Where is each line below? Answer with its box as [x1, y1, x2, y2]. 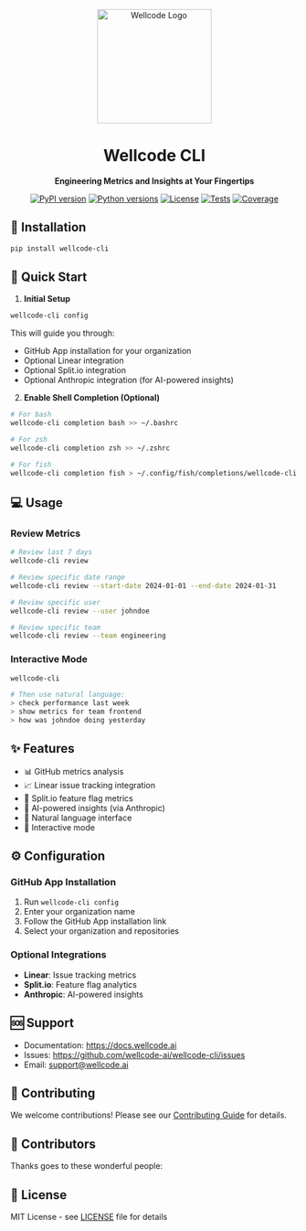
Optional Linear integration [23, 355, 124, 366]
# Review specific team [10, 623, 101, 632]
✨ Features [10, 741, 75, 756]
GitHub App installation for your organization [23, 346, 192, 357]
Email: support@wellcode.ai [23, 1059, 129, 1070]
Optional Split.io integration [23, 365, 127, 376]
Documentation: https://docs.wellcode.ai [23, 1039, 177, 1051]
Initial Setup [23, 294, 71, 305]
